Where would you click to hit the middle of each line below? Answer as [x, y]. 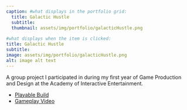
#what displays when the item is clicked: [59, 39]
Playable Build [32, 95]
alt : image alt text [31, 60]
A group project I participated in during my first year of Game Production [94, 77]
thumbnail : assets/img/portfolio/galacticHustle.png [77, 28]
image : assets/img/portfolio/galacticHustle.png [67, 55]
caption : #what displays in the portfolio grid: [67, 11]
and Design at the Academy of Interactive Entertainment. [75, 83]
